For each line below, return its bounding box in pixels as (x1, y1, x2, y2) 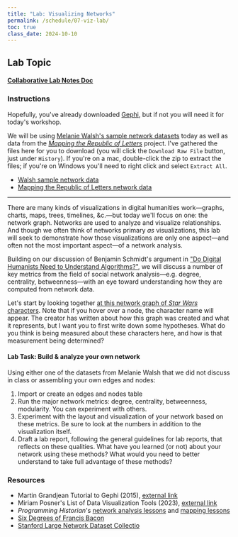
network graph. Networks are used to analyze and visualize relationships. (7, 218, 222, 227)
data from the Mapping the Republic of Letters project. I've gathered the (7, 139, 218, 148)
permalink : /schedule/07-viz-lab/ (7, 17, 110, 24)
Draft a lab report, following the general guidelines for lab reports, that (17, 434, 222, 443)
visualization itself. (17, 427, 72, 436)
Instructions (7, 94, 51, 104)
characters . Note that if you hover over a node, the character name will (7, 306, 214, 314)
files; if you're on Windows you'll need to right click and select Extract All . (7, 161, 228, 170)
